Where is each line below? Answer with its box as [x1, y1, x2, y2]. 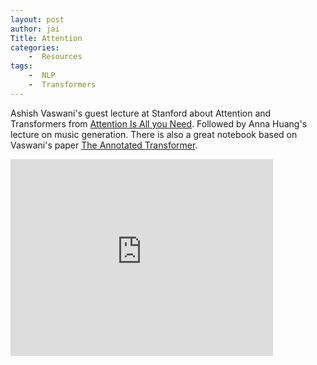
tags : [10, 61, 33, 71]
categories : [10, 42, 60, 53]
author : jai [10, 24, 60, 34]
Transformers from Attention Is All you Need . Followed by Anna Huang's [10, 117, 308, 130]
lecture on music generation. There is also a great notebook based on [10, 128, 298, 140]
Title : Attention [10, 33, 83, 43]
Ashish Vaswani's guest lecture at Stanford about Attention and [10, 107, 272, 119]
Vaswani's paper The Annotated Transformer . [10, 139, 198, 151]
